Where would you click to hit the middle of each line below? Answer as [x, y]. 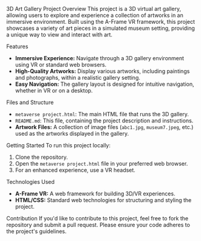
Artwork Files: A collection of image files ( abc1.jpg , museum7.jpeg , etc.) [104, 127]
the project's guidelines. [36, 231]
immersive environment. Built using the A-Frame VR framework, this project [101, 22]
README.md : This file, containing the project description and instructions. [104, 120]
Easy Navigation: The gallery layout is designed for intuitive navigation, [104, 84]
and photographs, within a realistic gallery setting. [78, 78]
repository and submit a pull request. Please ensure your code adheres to [98, 225]
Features [17, 46]
